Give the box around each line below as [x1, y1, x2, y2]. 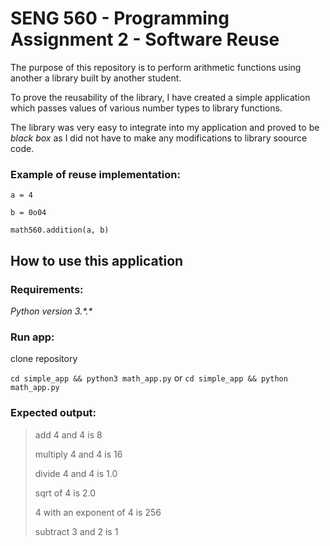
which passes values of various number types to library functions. [10, 102, 283, 114]
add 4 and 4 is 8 [34, 428, 103, 441]
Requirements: [10, 282, 84, 296]
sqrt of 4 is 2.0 [34, 487, 97, 499]
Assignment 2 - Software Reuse [10, 28, 280, 51]
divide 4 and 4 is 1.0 [34, 467, 118, 479]
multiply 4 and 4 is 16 [34, 448, 123, 460]
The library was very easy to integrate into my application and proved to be [10, 121, 320, 133]
